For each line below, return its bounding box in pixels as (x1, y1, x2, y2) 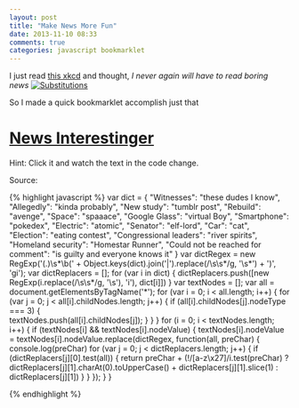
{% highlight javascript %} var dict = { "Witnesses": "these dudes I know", (9, 192, 280, 203)
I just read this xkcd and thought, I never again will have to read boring (9, 70, 269, 81)
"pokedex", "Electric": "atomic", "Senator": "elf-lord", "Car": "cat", (9, 220, 250, 231)
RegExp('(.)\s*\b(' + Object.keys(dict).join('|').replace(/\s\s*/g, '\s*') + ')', (9, 259, 277, 269)
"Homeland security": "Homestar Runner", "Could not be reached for (9, 239, 262, 250)
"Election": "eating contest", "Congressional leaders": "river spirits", (9, 230, 258, 241)
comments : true (9, 37, 66, 47)
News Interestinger (9, 128, 154, 148)
